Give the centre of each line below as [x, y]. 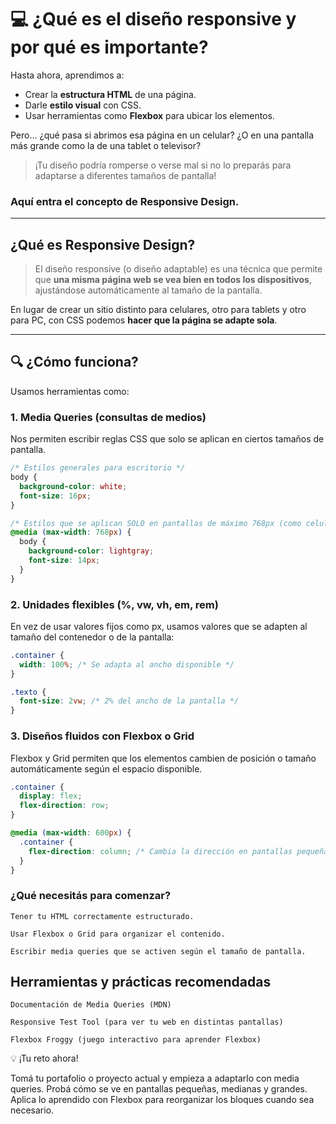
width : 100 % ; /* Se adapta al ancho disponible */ [127, 664]
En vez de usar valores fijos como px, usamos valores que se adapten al [159, 626]
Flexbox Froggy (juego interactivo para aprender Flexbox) [136, 1040]
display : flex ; [51, 796]
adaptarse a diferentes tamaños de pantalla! [125, 175]
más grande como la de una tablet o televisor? [106, 145]
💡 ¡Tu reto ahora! [44, 1058]
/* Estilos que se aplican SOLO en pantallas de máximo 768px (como [156, 523]
